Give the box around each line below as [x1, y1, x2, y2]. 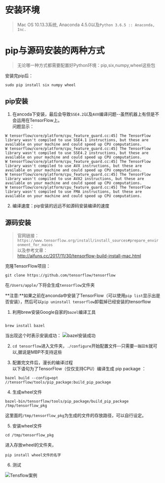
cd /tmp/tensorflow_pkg [5, 432, 54, 438]
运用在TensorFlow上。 [16, 117, 63, 123]
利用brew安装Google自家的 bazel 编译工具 [12, 309, 96, 315]
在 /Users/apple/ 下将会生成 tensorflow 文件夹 [5, 282, 95, 288]
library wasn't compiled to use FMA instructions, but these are [5, 189, 142, 194]
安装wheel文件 [12, 423, 42, 428]
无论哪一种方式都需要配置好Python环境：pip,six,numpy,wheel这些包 [17, 62, 156, 68]
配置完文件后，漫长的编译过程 [12, 360, 73, 365]
